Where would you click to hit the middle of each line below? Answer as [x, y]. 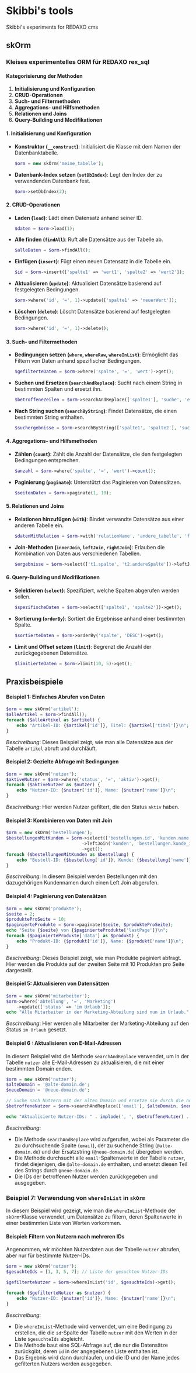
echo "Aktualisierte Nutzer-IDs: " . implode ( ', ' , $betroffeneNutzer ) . [98, 1116]
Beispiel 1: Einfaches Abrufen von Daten [55, 697]
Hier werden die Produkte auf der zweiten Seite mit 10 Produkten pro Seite [95, 964]
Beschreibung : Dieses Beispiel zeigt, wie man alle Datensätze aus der [90, 742]
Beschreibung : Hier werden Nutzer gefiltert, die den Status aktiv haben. [93, 807]
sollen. [22, 596]
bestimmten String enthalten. [49, 417]
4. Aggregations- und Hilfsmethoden [52, 441]
